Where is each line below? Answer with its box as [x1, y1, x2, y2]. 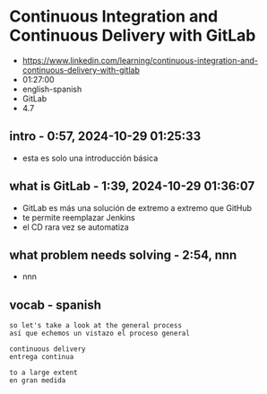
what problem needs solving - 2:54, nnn [9, 247, 237, 262]
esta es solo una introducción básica [22, 153, 159, 163]
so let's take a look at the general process [9, 321, 182, 330]
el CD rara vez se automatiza [22, 222, 130, 232]
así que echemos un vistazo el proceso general [9, 329, 191, 338]
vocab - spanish [9, 297, 101, 312]
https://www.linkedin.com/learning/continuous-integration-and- [22, 55, 258, 66]
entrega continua [9, 353, 74, 362]
